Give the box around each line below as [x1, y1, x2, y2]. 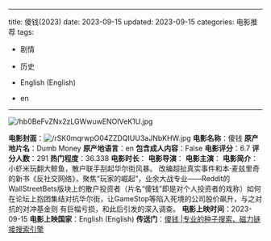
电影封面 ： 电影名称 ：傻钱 [8, 133, 243, 142]
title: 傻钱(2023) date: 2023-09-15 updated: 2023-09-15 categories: [8, 17, 235, 27]
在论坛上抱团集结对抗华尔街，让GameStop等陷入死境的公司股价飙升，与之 [8, 194, 256, 203]
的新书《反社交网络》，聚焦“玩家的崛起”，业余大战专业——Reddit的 [8, 174, 231, 183]
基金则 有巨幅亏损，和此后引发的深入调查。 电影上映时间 [35, 204, 224, 214]
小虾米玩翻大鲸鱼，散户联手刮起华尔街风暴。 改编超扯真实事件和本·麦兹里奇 [8, 163, 260, 173]
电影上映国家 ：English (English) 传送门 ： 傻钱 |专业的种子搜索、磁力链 [29, 214, 261, 223]
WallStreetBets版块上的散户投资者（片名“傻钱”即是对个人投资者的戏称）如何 [8, 184, 261, 193]
